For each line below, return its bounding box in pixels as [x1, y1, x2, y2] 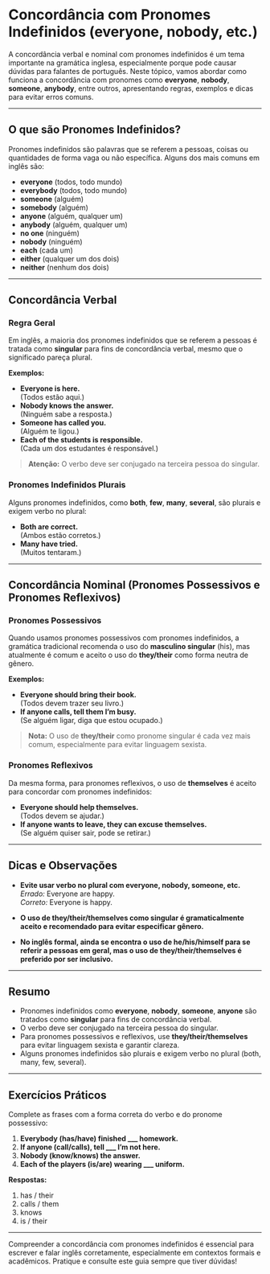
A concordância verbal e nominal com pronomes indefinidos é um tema [8, 49, 245, 59]
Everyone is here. [19, 384, 80, 393]
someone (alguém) [19, 194, 84, 203]
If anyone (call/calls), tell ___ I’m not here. [19, 1142, 161, 1152]
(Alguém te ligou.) [19, 426, 80, 436]
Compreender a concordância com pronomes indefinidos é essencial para [8, 1239, 255, 1249]
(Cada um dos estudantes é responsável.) [19, 444, 159, 454]
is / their [19, 1216, 48, 1226]
